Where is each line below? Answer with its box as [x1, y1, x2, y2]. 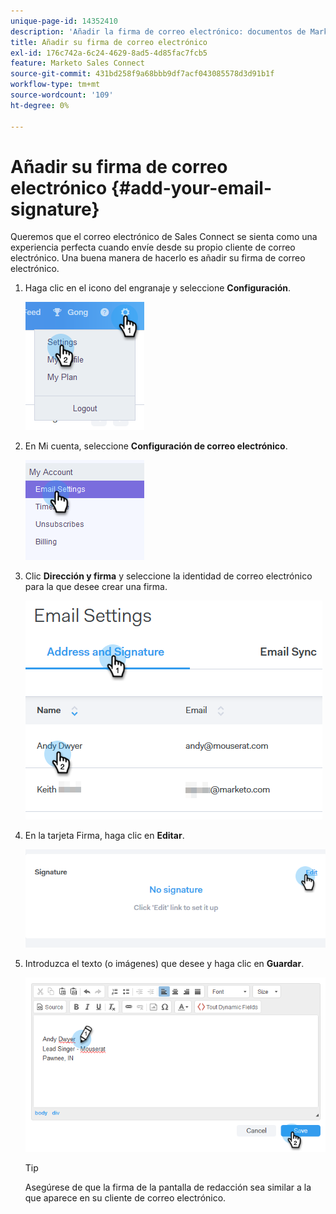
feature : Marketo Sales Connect [10, 58, 145, 69]
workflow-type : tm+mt [10, 80, 101, 90]
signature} [10, 198, 100, 220]
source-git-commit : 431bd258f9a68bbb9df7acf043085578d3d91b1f [10, 69, 275, 79]
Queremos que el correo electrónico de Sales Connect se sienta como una [10, 231, 318, 243]
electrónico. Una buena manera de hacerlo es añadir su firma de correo [10, 252, 306, 264]
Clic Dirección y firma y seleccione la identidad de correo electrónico [24, 570, 313, 582]
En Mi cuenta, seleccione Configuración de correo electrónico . [24, 440, 288, 452]
